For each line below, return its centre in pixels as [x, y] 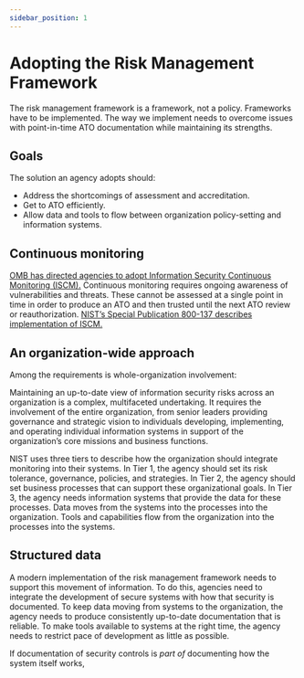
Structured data [56, 555]
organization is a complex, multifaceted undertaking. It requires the [136, 402]
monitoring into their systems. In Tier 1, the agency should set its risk [138, 468]
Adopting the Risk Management [132, 63]
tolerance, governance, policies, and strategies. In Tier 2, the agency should [152, 478]
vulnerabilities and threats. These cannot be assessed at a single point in [147, 295]
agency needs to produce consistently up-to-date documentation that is [145, 616]
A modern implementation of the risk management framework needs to [143, 577]
